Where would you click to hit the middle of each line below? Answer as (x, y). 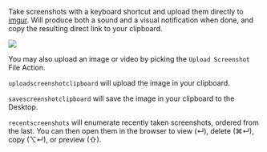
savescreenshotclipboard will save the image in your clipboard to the (121, 98)
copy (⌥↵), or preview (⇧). (55, 140)
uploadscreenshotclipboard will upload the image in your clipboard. (119, 83)
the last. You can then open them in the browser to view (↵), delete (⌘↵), (131, 131)
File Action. (27, 68)
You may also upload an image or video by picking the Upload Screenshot (129, 59)
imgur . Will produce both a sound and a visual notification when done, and (131, 20)
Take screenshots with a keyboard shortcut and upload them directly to (126, 12)
